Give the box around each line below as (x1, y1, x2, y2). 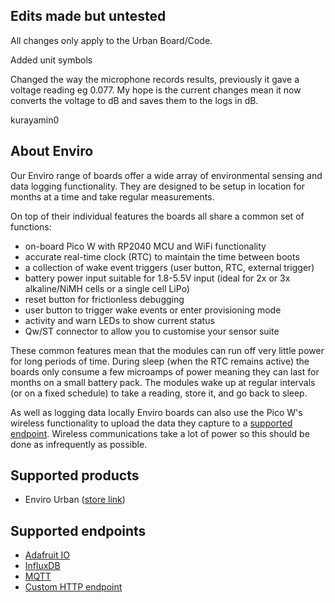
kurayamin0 (10, 114, 60, 126)
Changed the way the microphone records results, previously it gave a (10, 73, 300, 85)
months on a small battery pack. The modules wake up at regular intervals (10, 376, 316, 388)
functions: (10, 220, 52, 233)
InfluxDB (24, 560, 61, 572)
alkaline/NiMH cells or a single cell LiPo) (24, 282, 190, 294)
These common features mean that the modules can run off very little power (10, 344, 325, 356)
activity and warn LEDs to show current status (24, 314, 215, 326)
